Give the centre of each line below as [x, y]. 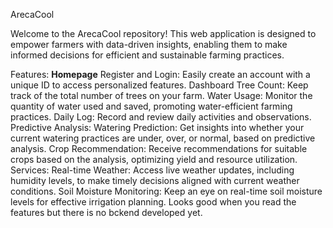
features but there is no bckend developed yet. [106, 212]
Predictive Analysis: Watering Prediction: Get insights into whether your [157, 127]
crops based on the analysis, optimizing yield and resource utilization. [154, 159]
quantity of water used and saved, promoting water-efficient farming [151, 106]
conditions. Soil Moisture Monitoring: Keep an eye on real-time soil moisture [166, 191]
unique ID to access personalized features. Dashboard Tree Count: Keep [159, 85]
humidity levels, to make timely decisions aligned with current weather [155, 180]
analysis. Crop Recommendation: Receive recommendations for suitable [159, 148]
